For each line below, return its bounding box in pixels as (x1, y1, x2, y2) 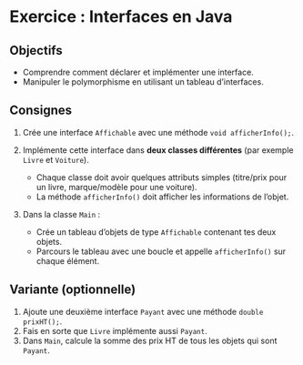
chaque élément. (35, 255, 100, 266)
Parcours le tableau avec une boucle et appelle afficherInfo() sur (35, 246, 287, 257)
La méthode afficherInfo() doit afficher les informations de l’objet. (35, 191, 289, 202)
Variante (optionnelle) (9, 282, 136, 298)
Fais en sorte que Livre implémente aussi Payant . (22, 325, 207, 336)
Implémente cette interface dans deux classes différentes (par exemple (22, 144, 294, 156)
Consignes (9, 103, 73, 118)
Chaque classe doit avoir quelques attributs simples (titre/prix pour (35, 171, 288, 183)
